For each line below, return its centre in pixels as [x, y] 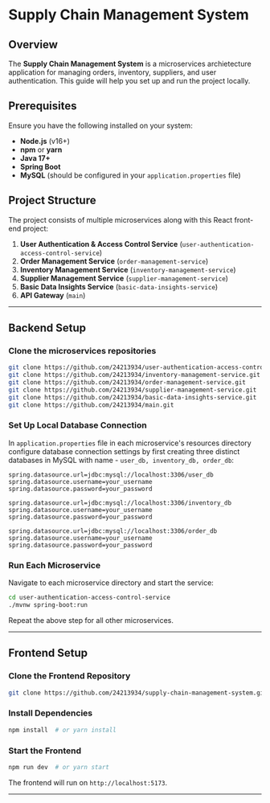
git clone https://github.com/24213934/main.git [91, 405]
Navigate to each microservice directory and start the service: [111, 583]
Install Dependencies [51, 713]
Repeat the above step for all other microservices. [91, 620]
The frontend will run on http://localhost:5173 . [88, 782]
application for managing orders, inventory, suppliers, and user [112, 72]
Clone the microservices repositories [82, 350]
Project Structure [52, 201]
